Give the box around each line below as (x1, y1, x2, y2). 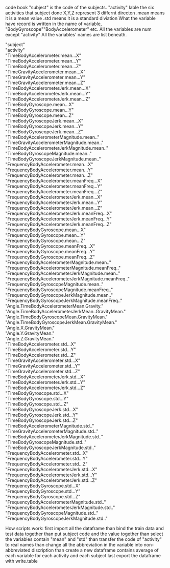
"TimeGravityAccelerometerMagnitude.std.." (5, 428, 99, 434)
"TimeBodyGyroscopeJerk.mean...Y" (5, 123, 83, 129)
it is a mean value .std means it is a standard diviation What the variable (5, 15, 156, 21)
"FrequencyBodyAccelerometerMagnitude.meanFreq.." (5, 265, 121, 271)
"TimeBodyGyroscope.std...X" (5, 390, 69, 396)
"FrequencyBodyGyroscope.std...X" (5, 483, 81, 489)
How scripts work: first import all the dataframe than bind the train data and (5, 525, 164, 531)
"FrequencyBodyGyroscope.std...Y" (5, 488, 81, 494)
